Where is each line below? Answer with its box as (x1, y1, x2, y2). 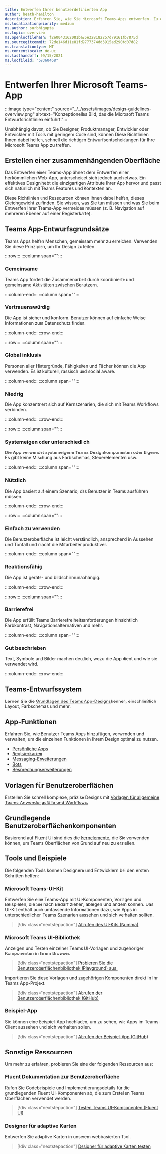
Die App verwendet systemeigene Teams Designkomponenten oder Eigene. (5, 450, 160, 455)
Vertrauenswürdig (5, 304, 50, 311)
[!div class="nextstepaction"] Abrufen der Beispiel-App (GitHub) (17, 1033, 148, 1040)
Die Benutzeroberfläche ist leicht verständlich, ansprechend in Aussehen (5, 536, 154, 542)
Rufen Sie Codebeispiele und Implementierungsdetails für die (5, 1085, 130, 1091)
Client (5, 1024, 17, 1030)
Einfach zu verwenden (5, 525, 60, 532)
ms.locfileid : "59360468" (5, 58, 58, 63)
